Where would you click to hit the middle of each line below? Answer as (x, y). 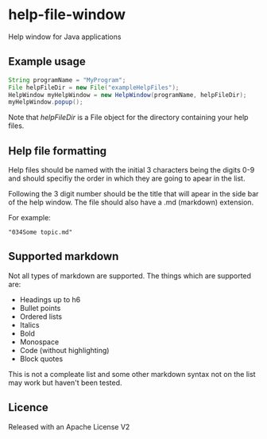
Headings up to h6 (50, 299)
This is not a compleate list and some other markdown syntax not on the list (132, 374)
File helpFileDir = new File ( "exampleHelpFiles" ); (94, 87)
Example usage (47, 62)
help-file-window (67, 15)
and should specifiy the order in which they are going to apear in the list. (127, 179)
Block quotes (41, 359)
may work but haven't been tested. (65, 383)
